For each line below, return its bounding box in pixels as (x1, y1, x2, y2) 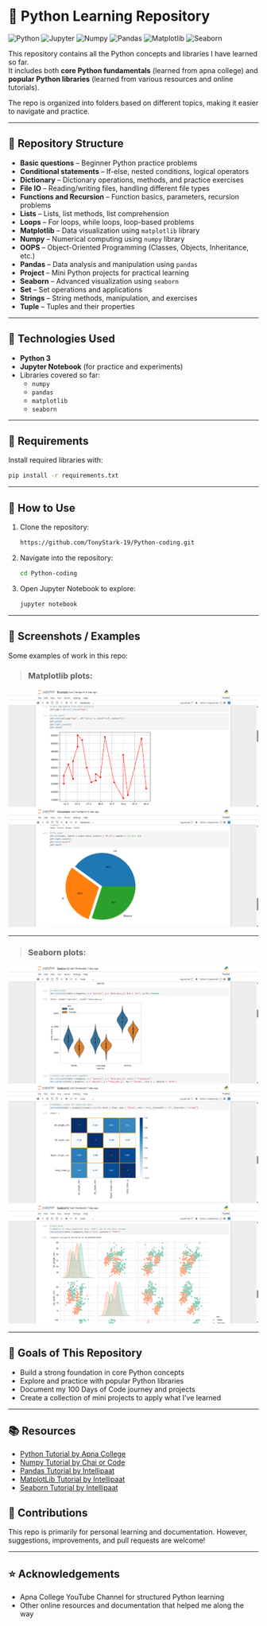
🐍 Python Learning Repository (8, 7, 211, 25)
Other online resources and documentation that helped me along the (19, 1601, 245, 1610)
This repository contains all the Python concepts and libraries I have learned (8, 48, 258, 58)
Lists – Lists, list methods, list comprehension (19, 208, 169, 218)
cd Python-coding (19, 569, 78, 577)
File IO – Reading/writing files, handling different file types (19, 183, 211, 193)
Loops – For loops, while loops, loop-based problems (19, 217, 195, 226)
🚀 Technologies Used (8, 332, 115, 346)
